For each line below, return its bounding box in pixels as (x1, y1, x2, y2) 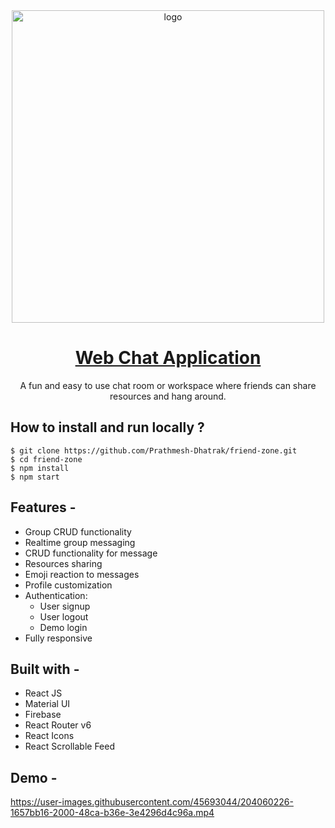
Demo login (39, 621, 88, 633)
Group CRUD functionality (24, 525, 132, 538)
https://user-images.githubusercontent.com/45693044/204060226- (10, 796, 294, 808)
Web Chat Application (74, 347, 262, 369)
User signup (39, 600, 91, 612)
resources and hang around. (109, 390, 227, 402)
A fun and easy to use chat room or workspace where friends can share (19, 379, 317, 391)
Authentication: (24, 589, 88, 601)
